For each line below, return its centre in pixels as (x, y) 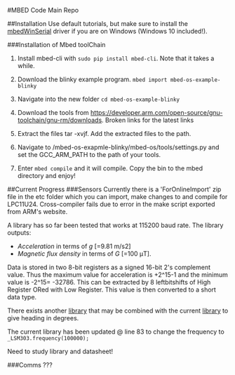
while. (26, 66)
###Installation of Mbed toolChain (56, 45)
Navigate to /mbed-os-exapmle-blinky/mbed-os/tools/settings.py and (118, 147)
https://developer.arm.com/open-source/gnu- (156, 112)
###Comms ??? (30, 365)
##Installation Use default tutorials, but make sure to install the (98, 23)
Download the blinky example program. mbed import (92, 79)
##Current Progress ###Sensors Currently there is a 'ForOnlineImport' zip (114, 189)
